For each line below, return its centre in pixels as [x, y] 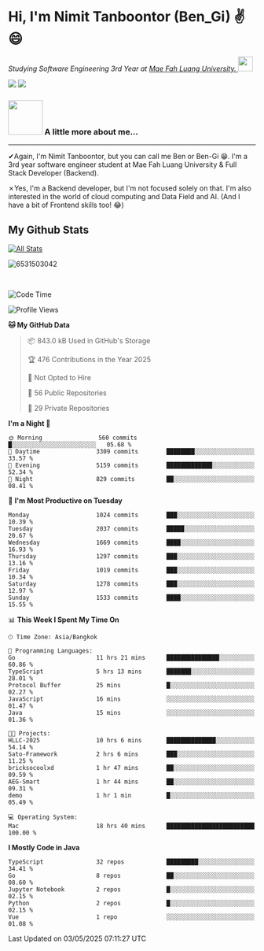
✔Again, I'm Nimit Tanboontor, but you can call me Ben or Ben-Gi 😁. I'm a [128, 157]
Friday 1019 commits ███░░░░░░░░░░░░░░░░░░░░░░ [132, 570]
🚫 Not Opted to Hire [59, 378]
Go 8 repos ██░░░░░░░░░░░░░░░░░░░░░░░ [132, 876]
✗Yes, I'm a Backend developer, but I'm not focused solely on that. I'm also [130, 188]
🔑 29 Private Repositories [68, 409]
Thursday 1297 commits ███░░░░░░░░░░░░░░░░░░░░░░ [132, 557]
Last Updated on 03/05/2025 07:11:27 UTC [77, 938]
